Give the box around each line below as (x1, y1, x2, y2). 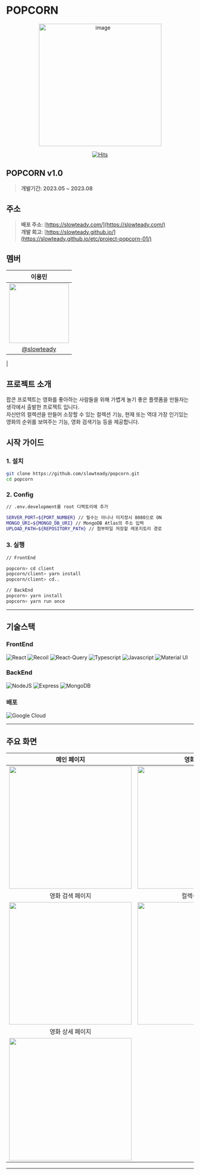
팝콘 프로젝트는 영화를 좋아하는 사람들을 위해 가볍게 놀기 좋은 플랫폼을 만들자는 (6, 396, 189, 403)
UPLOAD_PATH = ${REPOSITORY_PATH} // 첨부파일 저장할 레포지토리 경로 (6, 525, 162, 532)
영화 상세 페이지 (49, 1027, 92, 1036)
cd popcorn (6, 476, 33, 482)
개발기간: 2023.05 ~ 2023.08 (20, 185, 93, 192)
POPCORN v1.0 (6, 168, 64, 179)
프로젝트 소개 (6, 379, 52, 389)
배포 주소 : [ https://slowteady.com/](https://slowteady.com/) (20, 221, 165, 228)
